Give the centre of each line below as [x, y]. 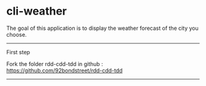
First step [18, 52]
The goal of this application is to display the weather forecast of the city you [103, 28]
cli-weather [37, 11]
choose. [17, 34]
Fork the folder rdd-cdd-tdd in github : [55, 64]
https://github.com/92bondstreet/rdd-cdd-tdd [64, 70]
